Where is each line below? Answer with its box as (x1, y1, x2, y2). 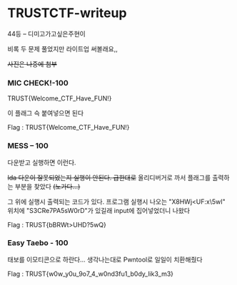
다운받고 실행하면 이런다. (7, 158, 76, 167)
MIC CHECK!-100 (7, 78, 69, 88)
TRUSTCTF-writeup (7, 5, 127, 21)
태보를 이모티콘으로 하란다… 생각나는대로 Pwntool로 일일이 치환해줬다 (7, 255, 203, 264)
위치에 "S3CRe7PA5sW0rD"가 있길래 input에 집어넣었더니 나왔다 (7, 206, 191, 214)
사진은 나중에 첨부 (7, 59, 57, 68)
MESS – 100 (7, 141, 49, 151)
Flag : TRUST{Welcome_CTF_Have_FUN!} (7, 123, 130, 132)
